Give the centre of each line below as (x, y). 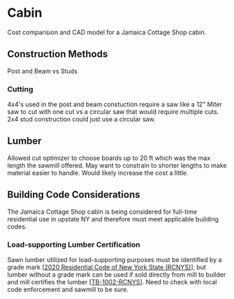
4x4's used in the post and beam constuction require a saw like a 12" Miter (115, 104)
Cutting (20, 89)
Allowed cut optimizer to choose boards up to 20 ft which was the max (109, 158)
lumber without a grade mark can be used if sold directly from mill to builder (117, 275)
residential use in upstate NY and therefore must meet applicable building (113, 219)
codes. (17, 226)
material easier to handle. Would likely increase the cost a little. (98, 173)
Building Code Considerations (74, 195)
